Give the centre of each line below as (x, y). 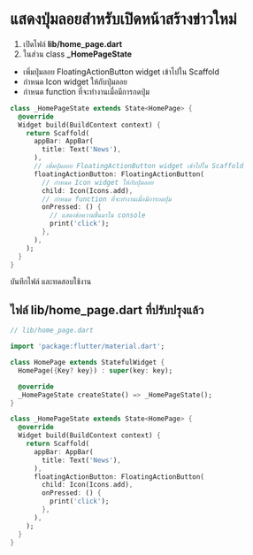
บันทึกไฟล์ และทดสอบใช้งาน (51, 281)
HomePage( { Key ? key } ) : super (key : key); (96, 370)
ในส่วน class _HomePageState (77, 54)
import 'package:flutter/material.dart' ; (88, 347)
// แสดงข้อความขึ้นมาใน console (97, 216)
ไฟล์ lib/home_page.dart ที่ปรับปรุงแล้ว (107, 310)
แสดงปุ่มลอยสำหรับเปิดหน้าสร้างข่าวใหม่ (123, 19)
